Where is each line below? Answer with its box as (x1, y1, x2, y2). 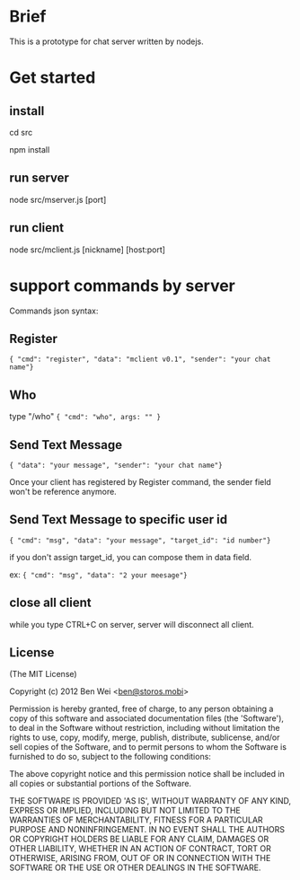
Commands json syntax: (9, 305, 99, 316)
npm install (9, 144, 50, 154)
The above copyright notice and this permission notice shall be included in (9, 769, 285, 779)
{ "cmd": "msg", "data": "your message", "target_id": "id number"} (9, 536, 271, 545)
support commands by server (9, 276, 236, 295)
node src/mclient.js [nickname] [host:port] (9, 244, 166, 255)
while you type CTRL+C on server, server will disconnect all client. (9, 619, 254, 629)
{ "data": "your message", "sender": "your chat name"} (9, 461, 223, 470)
